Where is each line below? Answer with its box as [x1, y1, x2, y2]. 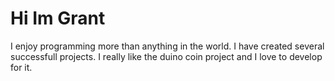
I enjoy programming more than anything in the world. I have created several [10, 40, 325, 52]
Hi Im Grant [10, 7, 106, 30]
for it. [10, 61, 33, 73]
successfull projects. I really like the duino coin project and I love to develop [10, 50, 323, 62]
